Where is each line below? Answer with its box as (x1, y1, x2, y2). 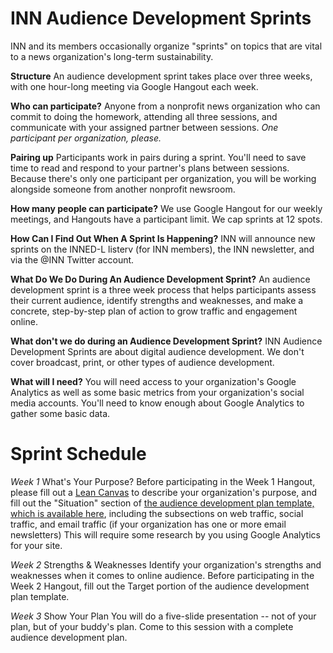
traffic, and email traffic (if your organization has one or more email (10, 518, 287, 530)
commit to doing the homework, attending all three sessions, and (10, 110, 278, 122)
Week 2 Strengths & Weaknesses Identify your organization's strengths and (10, 558, 322, 571)
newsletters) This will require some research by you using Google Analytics (10, 528, 321, 541)
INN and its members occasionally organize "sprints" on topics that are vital (10, 40, 323, 52)
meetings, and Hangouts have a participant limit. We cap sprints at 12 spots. (10, 213, 323, 225)
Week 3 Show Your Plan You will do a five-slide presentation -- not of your (10, 610, 317, 622)
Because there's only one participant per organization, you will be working (10, 172, 317, 184)
